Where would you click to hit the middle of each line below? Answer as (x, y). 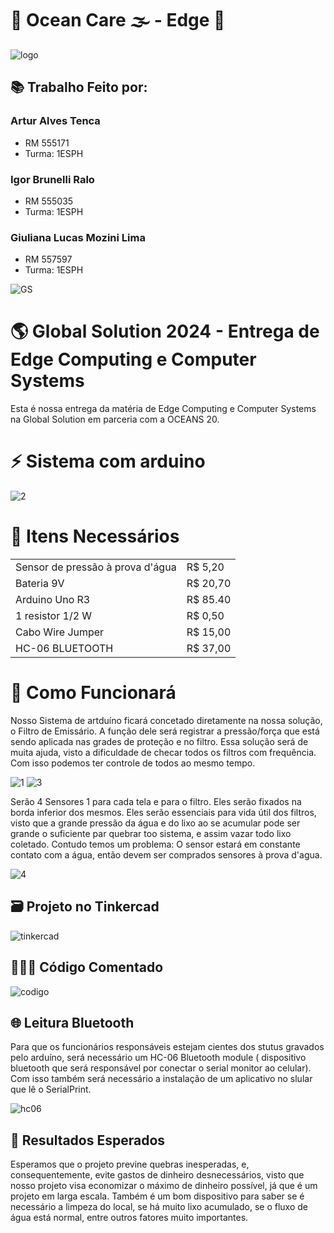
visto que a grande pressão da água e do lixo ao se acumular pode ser (155, 823)
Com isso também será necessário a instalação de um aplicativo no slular (161, 1079)
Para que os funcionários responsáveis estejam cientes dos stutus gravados (167, 1047)
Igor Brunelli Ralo (52, 179)
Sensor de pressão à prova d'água (96, 567)
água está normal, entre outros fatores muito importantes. (129, 1218)
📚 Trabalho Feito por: (79, 87)
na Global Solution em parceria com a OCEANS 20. (115, 419)
